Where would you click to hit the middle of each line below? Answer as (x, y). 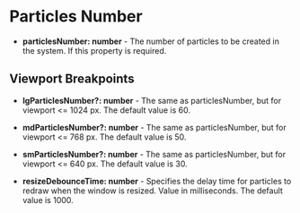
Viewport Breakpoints (72, 79)
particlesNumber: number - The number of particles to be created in (151, 41)
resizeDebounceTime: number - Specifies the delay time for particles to (157, 181)
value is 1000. (48, 200)
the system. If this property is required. (94, 50)
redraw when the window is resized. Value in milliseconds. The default (152, 191)
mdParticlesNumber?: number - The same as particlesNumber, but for (154, 127)
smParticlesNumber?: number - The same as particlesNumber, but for (154, 154)
